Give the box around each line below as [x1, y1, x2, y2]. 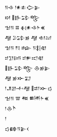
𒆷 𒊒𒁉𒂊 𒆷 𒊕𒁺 [5, 35, 52, 40]
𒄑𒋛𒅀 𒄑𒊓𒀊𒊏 [5, 55, 44, 61]
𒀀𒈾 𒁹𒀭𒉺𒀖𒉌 [5, 5, 41, 10]
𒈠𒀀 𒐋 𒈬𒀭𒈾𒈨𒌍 [5, 25, 46, 30]
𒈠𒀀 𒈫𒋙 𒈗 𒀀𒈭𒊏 [5, 45, 46, 51]
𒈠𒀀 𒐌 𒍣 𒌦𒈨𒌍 [5, 96, 49, 101]
